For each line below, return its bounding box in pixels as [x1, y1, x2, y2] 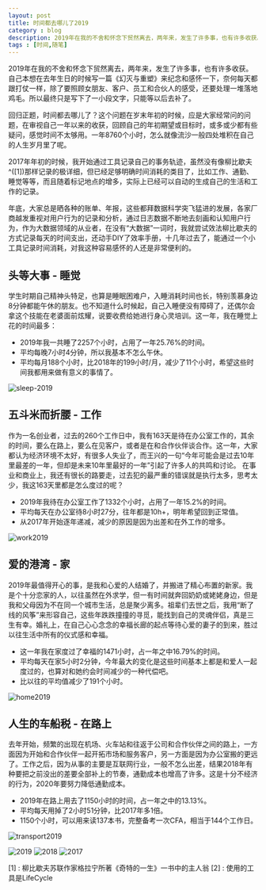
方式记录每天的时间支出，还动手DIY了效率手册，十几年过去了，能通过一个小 [8, 233, 256, 243]
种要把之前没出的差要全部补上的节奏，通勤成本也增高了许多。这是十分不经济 [8, 770, 258, 779]
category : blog [8, 26, 62, 34]
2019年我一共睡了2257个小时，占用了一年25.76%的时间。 [19, 338, 210, 347]
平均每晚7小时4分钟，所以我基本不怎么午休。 [19, 347, 168, 357]
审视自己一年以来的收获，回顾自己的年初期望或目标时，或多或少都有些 [28, 120, 258, 130]
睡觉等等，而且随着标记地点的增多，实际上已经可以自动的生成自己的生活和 [8, 177, 251, 186]
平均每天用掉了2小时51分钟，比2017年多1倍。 [19, 806, 168, 816]
